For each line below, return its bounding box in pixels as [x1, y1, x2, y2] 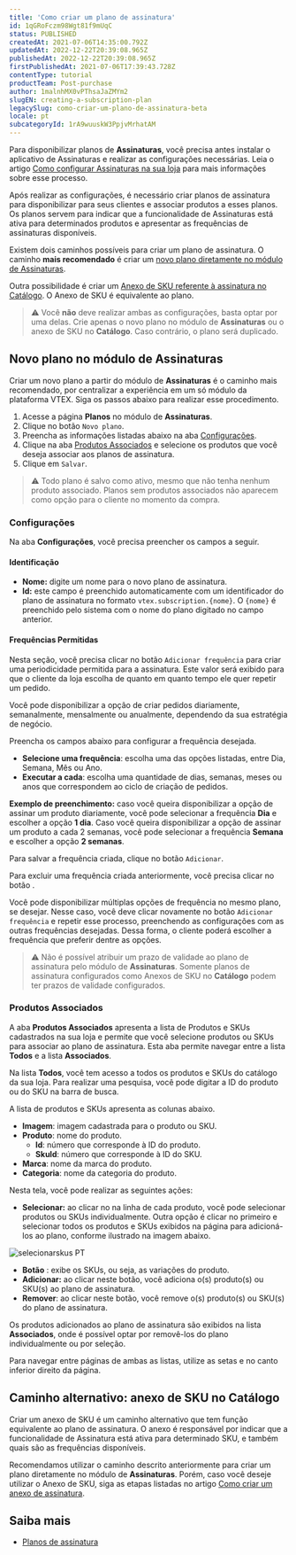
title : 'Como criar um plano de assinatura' [9, 12, 176, 22]
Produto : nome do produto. [21, 1130, 122, 1140]
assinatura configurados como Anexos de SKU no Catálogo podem [30, 970, 277, 981]
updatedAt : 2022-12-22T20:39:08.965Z [9, 46, 148, 55]
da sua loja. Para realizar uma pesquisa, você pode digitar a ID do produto [9, 1077, 279, 1087]
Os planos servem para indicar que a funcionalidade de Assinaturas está [9, 209, 274, 219]
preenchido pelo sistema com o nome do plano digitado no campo [21, 604, 264, 616]
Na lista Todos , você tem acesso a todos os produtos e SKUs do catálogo [9, 1067, 278, 1077]
